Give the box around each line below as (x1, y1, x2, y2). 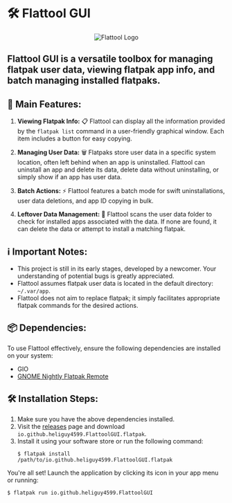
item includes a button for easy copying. (17, 134, 133, 143)
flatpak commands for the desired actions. (17, 301, 139, 309)
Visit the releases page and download (17, 422, 125, 430)
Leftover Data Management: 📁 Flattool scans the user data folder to (17, 210, 213, 219)
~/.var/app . (17, 286, 51, 295)
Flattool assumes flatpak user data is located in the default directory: (17, 279, 213, 287)
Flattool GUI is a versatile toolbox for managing (7, 53, 213, 65)
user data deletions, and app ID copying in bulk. (17, 196, 154, 205)
